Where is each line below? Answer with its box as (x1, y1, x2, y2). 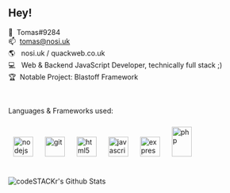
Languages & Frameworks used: (8, 106, 113, 115)
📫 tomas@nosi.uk (8, 36, 71, 46)
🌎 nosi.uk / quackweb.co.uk (8, 48, 105, 58)
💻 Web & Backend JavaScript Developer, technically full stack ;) (8, 60, 223, 70)
